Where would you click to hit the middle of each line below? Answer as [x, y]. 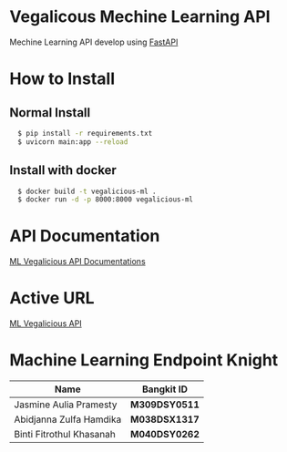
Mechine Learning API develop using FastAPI [94, 42]
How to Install [62, 79]
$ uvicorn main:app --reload [73, 142]
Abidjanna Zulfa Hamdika [68, 419]
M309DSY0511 [165, 405]
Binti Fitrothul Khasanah [65, 435]
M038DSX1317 [165, 419]
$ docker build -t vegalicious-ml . [87, 191]
